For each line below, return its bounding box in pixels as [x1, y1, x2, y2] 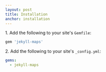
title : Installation [5, 12, 48, 17]
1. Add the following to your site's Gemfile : [5, 30, 92, 36]
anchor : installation [5, 16, 50, 21]
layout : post [5, 7, 32, 12]
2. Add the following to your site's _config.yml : [5, 48, 101, 54]
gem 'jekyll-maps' [5, 39, 43, 44]
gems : [5, 58, 16, 63]
